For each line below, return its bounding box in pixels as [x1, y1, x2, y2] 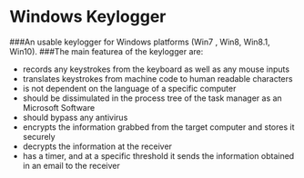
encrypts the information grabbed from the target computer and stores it [22, 121, 295, 133]
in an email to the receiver [22, 160, 120, 171]
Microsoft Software [22, 102, 96, 113]
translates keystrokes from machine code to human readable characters [22, 73, 293, 84]
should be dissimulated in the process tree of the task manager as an [22, 93, 282, 104]
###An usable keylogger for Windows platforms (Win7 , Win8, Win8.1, [9, 36, 270, 47]
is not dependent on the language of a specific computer [22, 83, 237, 94]
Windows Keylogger [9, 6, 167, 27]
